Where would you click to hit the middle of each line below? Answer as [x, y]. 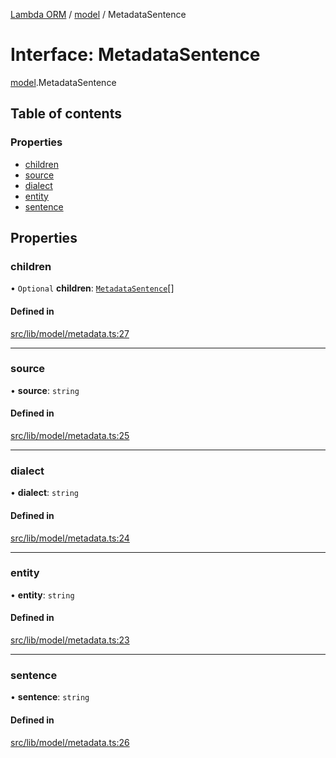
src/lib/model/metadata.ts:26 [70, 742]
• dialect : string [44, 493]
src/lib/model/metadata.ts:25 [70, 436]
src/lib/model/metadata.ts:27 [70, 333]
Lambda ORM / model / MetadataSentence [98, 14]
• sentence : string [50, 697]
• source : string [45, 390]
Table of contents [66, 114]
